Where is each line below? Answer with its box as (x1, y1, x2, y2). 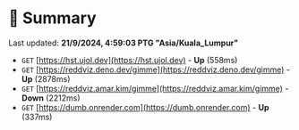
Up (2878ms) (21, 73, 71, 84)
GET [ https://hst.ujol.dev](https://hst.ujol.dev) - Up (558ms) (21, 54, 238, 65)
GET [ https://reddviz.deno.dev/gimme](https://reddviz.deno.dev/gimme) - (21, 64, 291, 75)
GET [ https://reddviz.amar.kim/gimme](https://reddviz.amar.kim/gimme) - (21, 83, 289, 93)
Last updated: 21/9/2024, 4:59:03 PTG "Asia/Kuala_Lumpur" (8, 37, 239, 48)
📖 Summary (8, 8, 97, 28)
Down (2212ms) (21, 93, 81, 103)
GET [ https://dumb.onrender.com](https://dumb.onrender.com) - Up (21, 102, 269, 112)
